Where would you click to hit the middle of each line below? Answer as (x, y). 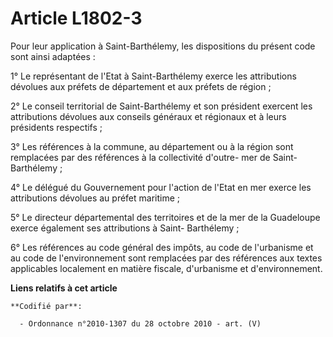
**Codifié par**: (46, 306)
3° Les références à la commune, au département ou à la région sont (152, 146)
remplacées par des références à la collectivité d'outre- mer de (140, 157)
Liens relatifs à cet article (64, 288)
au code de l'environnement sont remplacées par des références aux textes (166, 258)
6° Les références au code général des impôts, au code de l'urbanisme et (162, 247)
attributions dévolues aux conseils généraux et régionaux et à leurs (148, 116)
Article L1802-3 (76, 18)
